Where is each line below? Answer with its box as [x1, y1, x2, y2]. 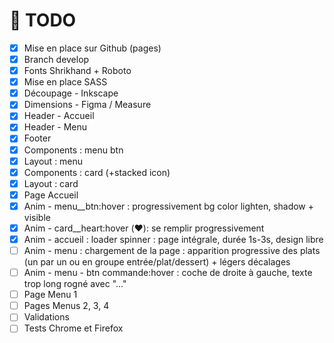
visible [23, 211, 51, 223]
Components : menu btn [23, 144, 124, 156]
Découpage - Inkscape [23, 87, 119, 99]
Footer [23, 132, 52, 144]
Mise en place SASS [23, 76, 108, 88]
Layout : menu [23, 155, 84, 167]
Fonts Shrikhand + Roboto [23, 65, 132, 77]
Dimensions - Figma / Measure [23, 99, 152, 111]
